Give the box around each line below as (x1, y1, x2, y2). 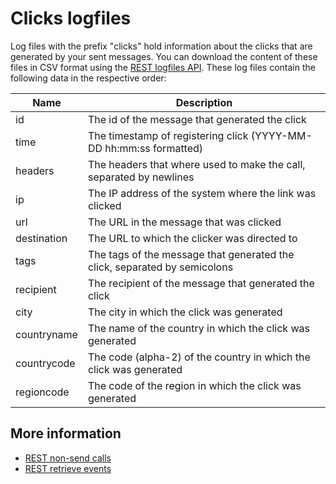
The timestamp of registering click (87, 128, 249, 142)
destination (15, 231, 68, 245)
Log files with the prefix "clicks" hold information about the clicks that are (10, 40, 313, 52)
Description (175, 95, 233, 109)
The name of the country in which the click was (87, 321, 310, 335)
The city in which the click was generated (87, 305, 283, 319)
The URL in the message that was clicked (87, 215, 282, 229)
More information (10, 425, 122, 442)
